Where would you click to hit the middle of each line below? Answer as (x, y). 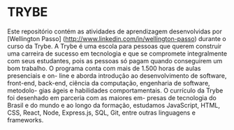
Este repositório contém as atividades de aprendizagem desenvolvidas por (115, 31)
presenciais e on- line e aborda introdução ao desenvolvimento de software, (117, 75)
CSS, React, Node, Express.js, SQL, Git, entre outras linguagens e (101, 113)
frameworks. (25, 120)
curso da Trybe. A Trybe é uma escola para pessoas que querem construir (115, 46)
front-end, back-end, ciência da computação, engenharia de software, (109, 83)
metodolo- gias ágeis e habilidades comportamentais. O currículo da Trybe (115, 90)
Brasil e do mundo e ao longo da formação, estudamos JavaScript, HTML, (114, 105)
